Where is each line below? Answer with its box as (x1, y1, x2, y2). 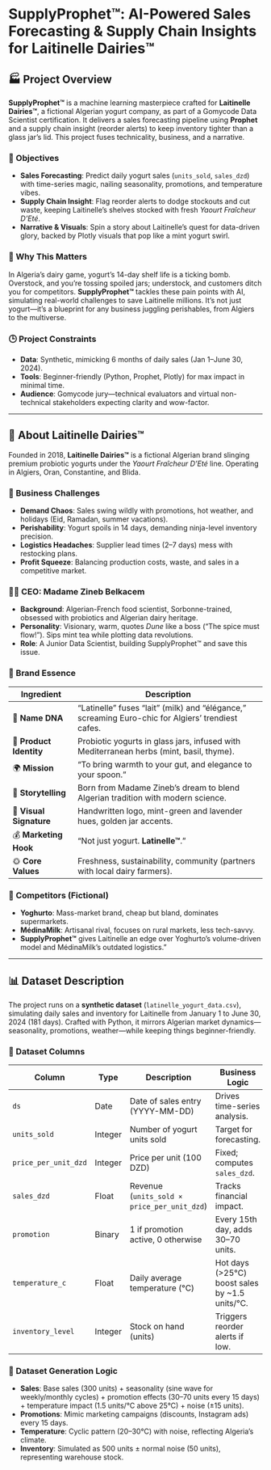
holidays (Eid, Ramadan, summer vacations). (19, 514, 169, 524)
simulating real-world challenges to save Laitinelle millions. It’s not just (8, 295, 242, 305)
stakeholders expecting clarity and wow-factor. (52, 397, 210, 407)
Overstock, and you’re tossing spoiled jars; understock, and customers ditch (8, 278, 262, 288)
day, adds (215, 1224, 252, 1235)
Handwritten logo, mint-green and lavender (77, 805, 244, 817)
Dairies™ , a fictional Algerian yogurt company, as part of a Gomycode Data (8, 107, 257, 116)
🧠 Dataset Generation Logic (8, 1365, 119, 1376)
